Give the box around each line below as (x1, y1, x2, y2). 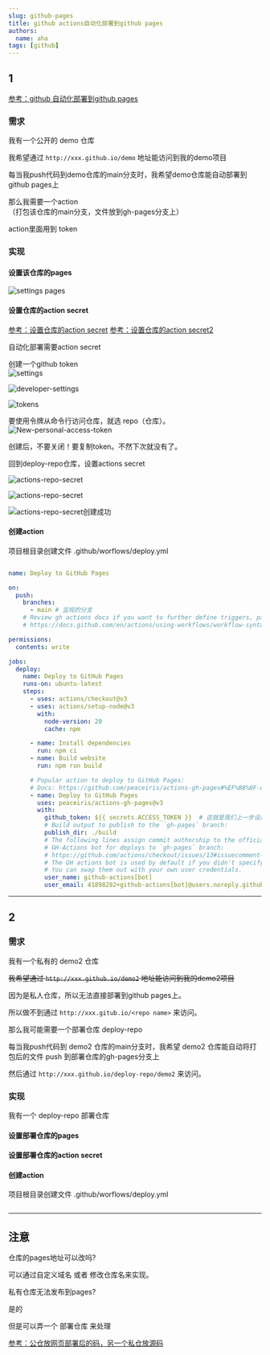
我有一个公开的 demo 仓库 (8, 136, 95, 146)
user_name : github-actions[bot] (43, 873, 153, 881)
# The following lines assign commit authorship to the (43, 836, 235, 844)
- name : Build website (29, 754, 106, 762)
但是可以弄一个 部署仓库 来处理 (8, 1321, 111, 1331)
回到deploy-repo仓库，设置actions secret (8, 458, 145, 468)
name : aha (15, 34, 48, 43)
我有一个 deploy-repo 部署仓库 (8, 1111, 110, 1120)
